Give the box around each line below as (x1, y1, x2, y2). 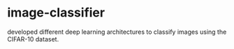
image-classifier (7, 5, 105, 21)
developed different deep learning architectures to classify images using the (7, 28, 227, 36)
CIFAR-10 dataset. (7, 35, 59, 43)
